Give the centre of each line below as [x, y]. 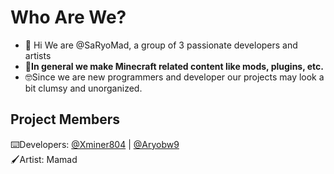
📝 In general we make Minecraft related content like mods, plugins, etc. [174, 66]
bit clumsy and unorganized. [83, 88]
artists [38, 55]
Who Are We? [68, 17]
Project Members [65, 119]
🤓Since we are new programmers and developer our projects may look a [174, 77]
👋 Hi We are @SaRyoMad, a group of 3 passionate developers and [161, 45]
